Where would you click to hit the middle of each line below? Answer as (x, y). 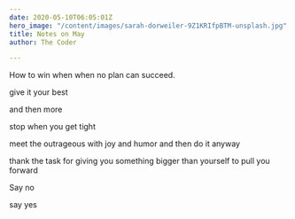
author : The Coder (43, 42)
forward (23, 170)
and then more (36, 109)
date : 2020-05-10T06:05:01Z (61, 17)
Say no (22, 188)
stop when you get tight (52, 127)
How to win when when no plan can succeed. (92, 75)
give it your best (39, 92)
